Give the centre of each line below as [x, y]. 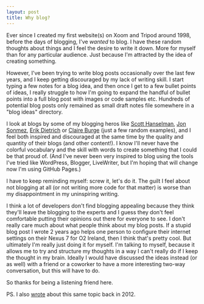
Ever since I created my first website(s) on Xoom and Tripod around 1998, [99, 35]
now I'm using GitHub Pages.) [44, 169]
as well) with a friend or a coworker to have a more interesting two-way [96, 264]
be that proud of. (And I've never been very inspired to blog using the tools [100, 156]
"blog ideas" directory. [35, 112]
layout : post [23, 12]
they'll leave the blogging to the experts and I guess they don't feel [90, 212]
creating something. [31, 61]
